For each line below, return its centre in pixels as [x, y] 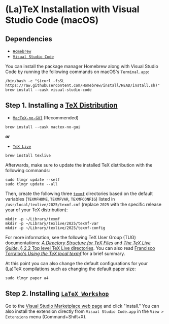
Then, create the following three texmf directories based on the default [79, 193]
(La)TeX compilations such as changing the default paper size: [71, 269]
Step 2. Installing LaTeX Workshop [57, 294]
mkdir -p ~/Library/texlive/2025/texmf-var [52, 223]
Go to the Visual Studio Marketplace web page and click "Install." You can [82, 306]
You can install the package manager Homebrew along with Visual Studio [82, 66]
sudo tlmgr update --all [31, 184]
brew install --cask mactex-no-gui [43, 127]
